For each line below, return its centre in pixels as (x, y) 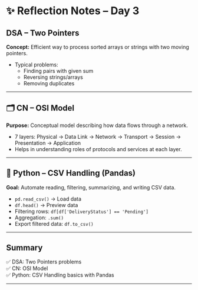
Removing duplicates (49, 83)
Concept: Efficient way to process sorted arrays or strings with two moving (98, 47)
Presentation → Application (48, 143)
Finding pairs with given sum (58, 71)
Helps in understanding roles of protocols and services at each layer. (98, 149)
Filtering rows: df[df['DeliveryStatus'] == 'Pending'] (82, 211)
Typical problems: (36, 65)
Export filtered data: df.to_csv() (54, 224)
